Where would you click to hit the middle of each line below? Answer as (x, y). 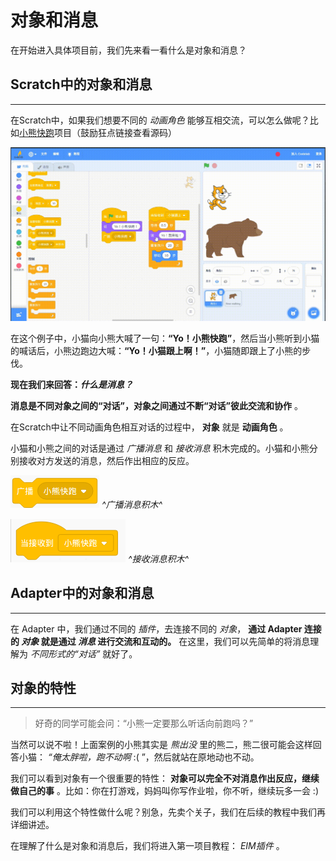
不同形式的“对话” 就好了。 (83, 653)
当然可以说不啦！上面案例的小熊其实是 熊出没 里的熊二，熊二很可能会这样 (161, 745)
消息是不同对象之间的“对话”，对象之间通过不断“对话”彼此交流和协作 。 (156, 405)
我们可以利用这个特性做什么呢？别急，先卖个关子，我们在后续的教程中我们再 (168, 812)
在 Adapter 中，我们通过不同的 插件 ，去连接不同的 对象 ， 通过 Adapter (156, 628)
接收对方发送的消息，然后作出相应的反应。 (106, 460)
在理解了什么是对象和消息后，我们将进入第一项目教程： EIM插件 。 (147, 846)
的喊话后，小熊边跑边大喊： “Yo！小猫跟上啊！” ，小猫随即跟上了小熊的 (156, 350)
